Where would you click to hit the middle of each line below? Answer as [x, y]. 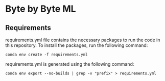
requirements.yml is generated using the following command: [70, 64]
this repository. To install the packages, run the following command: [77, 45]
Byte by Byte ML [41, 9]
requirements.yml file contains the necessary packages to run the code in [83, 40]
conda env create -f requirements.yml [46, 55]
